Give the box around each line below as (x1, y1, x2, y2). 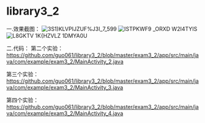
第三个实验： (6, 70, 39, 77)
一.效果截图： (6, 25, 41, 32)
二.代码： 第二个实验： (6, 44, 63, 52)
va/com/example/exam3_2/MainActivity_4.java (6, 110, 124, 117)
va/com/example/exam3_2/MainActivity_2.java (6, 58, 124, 65)
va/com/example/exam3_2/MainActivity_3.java (6, 83, 124, 91)
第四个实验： (6, 96, 39, 104)
